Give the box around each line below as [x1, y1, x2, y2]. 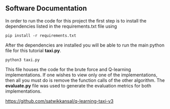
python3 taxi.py [5, 57, 40, 62]
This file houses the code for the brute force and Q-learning [5, 66, 131, 72]
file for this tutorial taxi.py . [5, 47, 61, 53]
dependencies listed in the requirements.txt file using [5, 23, 117, 29]
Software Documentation [5, 4, 87, 13]
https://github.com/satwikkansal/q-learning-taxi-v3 [5, 98, 114, 104]
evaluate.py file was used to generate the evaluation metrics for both [5, 82, 152, 89]
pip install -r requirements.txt [5, 33, 77, 38]
